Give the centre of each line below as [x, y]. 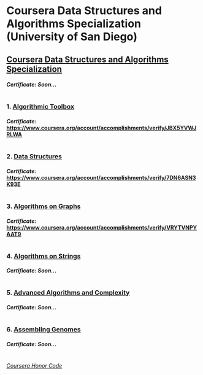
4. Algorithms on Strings [44, 256]
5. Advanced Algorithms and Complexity [68, 293]
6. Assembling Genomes [44, 330]
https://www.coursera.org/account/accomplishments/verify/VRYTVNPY [102, 227]
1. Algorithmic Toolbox [40, 107]
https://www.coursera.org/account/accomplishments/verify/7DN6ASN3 [101, 177]
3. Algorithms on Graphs [44, 206]
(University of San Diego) [72, 37]
